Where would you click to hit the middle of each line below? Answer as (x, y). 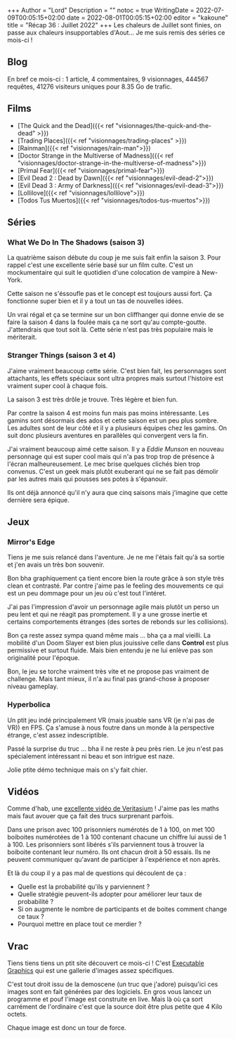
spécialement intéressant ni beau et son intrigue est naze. (91, 756)
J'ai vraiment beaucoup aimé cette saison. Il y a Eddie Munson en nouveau (116, 448)
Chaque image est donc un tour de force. (67, 1028)
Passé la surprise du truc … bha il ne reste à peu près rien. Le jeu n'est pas (115, 749)
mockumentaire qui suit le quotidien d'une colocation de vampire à (104, 273)
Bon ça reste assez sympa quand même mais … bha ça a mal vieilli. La (109, 635)
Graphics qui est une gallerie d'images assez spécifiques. (91, 971)
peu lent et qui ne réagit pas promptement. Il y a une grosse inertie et (107, 614)
